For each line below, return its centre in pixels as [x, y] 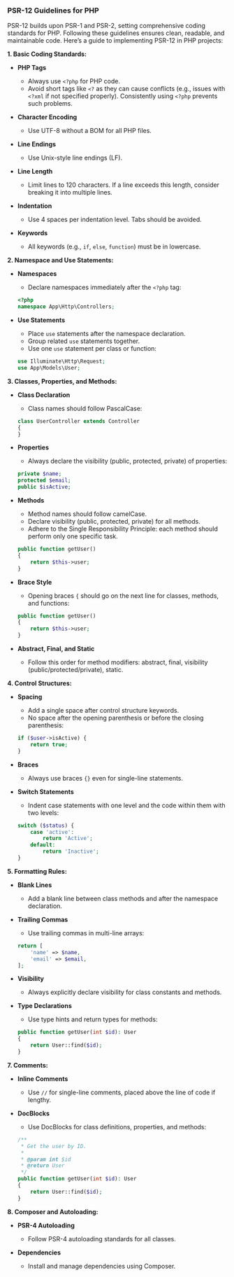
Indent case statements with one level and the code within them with [126, 805]
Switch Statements [46, 791]
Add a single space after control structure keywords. [103, 711]
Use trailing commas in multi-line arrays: [86, 933]
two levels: [43, 812]
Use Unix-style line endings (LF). [75, 158]
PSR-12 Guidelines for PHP [53, 11]
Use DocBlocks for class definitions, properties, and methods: [117, 1126]
